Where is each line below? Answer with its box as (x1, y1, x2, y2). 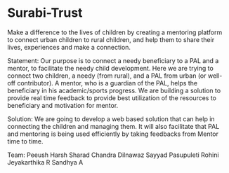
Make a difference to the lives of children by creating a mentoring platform (7, 28, 223, 36)
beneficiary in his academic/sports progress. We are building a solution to (7, 86, 221, 95)
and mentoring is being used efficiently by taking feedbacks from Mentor (7, 130, 219, 138)
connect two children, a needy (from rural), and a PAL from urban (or (7, 71, 207, 80)
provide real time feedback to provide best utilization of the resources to (7, 93, 216, 102)
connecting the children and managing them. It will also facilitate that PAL (7, 122, 220, 130)
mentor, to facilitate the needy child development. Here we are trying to (7, 64, 214, 72)
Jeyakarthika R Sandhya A (7, 158, 84, 166)
